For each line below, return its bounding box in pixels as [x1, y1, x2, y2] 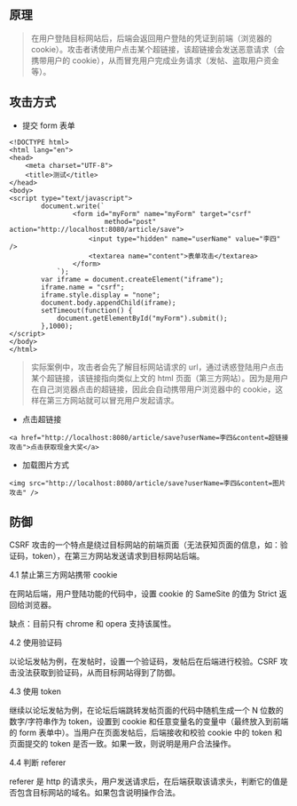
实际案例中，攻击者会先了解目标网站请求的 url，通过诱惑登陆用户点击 [30, 362, 284, 372]
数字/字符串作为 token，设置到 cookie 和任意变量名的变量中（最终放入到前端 [9, 716, 289, 727]
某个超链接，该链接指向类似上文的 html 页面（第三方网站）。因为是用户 [30, 372, 289, 383]
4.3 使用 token [9, 686, 62, 697]
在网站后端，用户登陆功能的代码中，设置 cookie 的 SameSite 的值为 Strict [9, 588, 277, 599]
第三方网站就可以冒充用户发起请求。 [46, 395, 179, 405]
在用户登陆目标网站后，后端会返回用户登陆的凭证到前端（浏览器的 [30, 33, 272, 44]
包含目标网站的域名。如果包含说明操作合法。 [16, 787, 180, 798]
